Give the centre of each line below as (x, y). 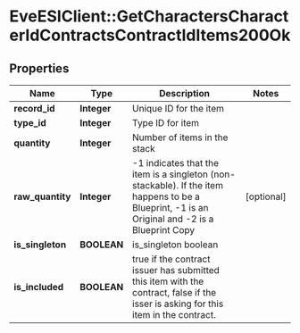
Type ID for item (166, 123)
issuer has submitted (176, 270)
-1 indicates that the (176, 163)
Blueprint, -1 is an (171, 208)
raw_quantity (42, 196)
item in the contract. (174, 315)
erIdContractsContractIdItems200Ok (150, 35)
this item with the (168, 281)
